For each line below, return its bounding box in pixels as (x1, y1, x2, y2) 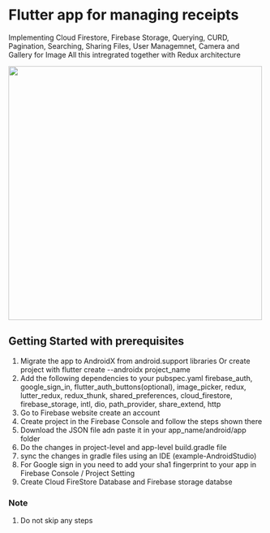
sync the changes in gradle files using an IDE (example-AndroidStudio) (19, 451, 257, 461)
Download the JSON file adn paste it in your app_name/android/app (19, 425, 246, 435)
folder (19, 433, 41, 444)
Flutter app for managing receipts (8, 6, 239, 24)
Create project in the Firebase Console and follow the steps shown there (19, 416, 263, 426)
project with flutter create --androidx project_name (19, 364, 191, 375)
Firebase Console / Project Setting (19, 468, 135, 478)
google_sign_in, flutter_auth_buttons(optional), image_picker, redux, (19, 382, 246, 392)
